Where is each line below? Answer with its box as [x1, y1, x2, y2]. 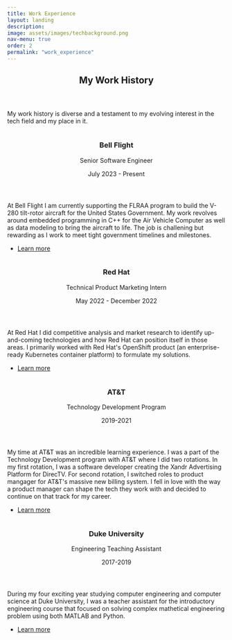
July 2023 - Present [87, 169, 145, 178]
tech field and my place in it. [7, 117, 88, 126]
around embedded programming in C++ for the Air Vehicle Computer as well [7, 216, 225, 224]
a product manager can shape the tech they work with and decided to [7, 485, 206, 493]
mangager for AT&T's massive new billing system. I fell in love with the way [7, 478, 221, 486]
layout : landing [7, 17, 54, 24]
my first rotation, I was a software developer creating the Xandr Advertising [7, 462, 222, 472]
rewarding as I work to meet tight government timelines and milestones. [7, 230, 212, 239]
